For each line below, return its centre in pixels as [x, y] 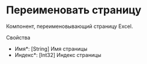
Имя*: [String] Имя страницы [51, 49]
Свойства [18, 37]
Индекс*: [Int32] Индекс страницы [58, 55]
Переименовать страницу [74, 10]
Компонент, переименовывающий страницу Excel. [70, 26]
